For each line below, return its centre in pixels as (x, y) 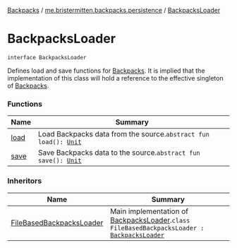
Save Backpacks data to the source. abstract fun (119, 153)
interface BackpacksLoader (47, 57)
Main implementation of (150, 211)
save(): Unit (60, 161)
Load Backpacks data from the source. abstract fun (123, 134)
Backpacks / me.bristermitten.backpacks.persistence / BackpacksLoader (114, 10)
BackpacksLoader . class (150, 220)
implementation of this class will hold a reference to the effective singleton (115, 78)
